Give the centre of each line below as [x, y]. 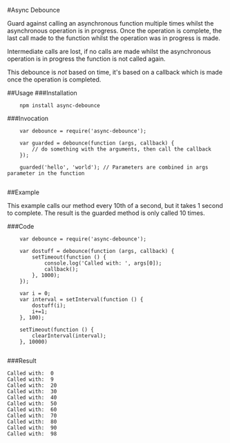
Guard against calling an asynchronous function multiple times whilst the [111, 23]
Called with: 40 [32, 397]
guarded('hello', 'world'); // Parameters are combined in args [114, 167]
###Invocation [28, 118]
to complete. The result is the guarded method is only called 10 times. [106, 213]
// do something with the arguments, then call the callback [122, 149]
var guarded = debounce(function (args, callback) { [97, 143]
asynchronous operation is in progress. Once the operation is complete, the [115, 31]
